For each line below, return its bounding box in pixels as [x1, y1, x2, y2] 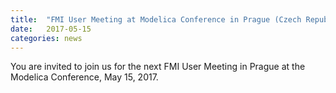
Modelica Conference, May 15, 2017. [10, 71, 159, 83]
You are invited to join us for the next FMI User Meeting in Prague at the [10, 61, 306, 73]
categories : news [10, 33, 83, 43]
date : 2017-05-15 [10, 24, 92, 34]
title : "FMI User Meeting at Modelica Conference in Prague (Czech [10, 14, 302, 25]
